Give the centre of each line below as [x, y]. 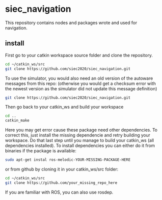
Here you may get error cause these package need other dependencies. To [81, 130]
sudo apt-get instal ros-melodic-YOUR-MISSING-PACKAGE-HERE [68, 160]
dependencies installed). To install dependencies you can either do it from [80, 145]
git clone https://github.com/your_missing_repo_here [61, 183]
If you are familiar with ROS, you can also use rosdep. [59, 192]
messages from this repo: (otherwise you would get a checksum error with [81, 83]
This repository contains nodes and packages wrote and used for [71, 23]
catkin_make [17, 121]
